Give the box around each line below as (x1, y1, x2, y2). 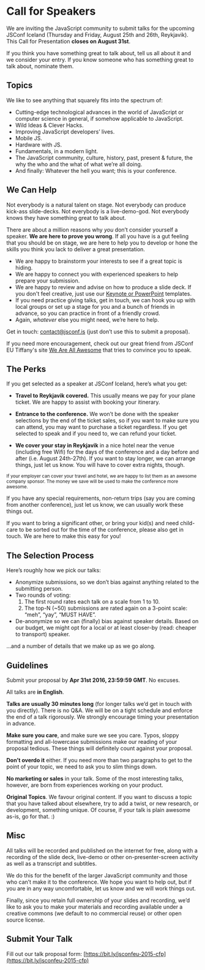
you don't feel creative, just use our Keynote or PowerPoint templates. (15, 290, 192, 297)
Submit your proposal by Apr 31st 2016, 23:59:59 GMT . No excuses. (6, 676, 181, 684)
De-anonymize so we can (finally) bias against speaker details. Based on (15, 618, 199, 625)
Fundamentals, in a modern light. (15, 147, 99, 154)
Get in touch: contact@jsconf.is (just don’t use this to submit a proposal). (6, 328, 190, 335)
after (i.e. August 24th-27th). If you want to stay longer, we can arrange (15, 455, 196, 462)
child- (180, 520, 195, 527)
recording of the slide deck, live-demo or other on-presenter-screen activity (6, 853, 198, 860)
